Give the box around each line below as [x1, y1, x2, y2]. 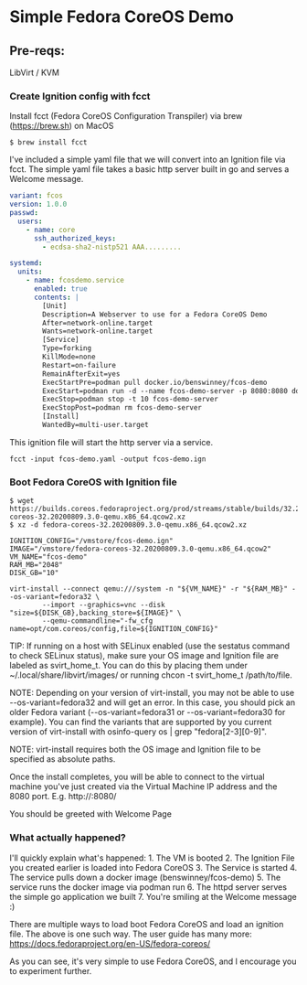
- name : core [26, 225, 76, 234]
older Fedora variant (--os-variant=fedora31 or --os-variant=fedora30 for [9, 707, 286, 718]
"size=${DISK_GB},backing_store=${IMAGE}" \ [9, 608, 182, 618]
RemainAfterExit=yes [42, 369, 121, 379]
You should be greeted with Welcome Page [9, 808, 172, 819]
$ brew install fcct [9, 138, 89, 147]
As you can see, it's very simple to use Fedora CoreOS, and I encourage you [9, 956, 297, 967]
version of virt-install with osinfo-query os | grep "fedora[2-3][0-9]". [9, 726, 268, 737]
